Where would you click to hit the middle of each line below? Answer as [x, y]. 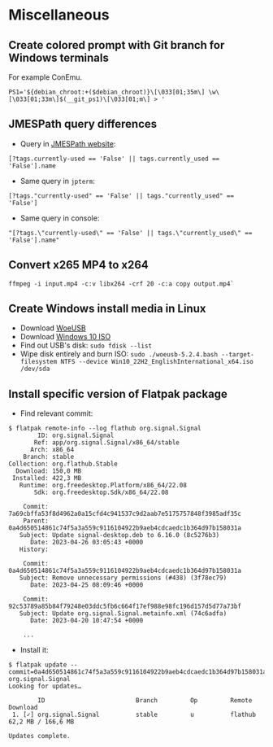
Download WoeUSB [53, 328]
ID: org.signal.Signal [76, 436]
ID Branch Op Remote [145, 701]
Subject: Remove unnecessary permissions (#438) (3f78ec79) [123, 578]
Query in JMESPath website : [68, 143]
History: [34, 550]
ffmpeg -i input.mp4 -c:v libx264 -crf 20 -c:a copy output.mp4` [121, 284]
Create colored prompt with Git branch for [117, 45]
